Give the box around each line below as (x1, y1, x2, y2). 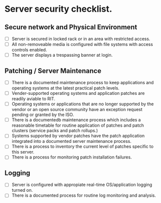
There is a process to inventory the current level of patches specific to (11, 143, 154, 150)
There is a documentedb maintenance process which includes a (11, 117, 141, 123)
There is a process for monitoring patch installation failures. (11, 154, 132, 160)
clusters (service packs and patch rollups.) (11, 128, 98, 134)
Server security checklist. (4, 3, 113, 15)
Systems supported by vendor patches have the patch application (11, 133, 145, 139)
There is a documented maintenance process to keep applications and (11, 80, 154, 85)
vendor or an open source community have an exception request (11, 107, 143, 113)
